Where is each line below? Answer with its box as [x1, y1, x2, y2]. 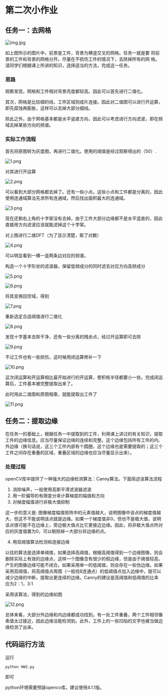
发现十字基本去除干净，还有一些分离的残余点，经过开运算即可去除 [5, 333, 141, 340]
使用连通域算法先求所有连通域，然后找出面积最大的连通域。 [5, 195, 128, 201]
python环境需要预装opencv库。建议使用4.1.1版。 [5, 684, 104, 690]
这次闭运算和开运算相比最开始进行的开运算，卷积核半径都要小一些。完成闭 [5, 374, 158, 380]
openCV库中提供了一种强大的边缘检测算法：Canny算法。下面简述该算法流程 [5, 476, 162, 482]
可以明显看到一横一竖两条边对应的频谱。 [5, 252, 88, 258]
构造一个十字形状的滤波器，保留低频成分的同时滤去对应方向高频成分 [5, 263, 145, 269]
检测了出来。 [9, 624, 36, 630]
